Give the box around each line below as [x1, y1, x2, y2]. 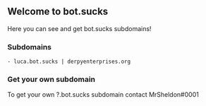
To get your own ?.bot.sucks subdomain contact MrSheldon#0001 [7, 90, 199, 99]
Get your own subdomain [7, 74, 96, 84]
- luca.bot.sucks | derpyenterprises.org [7, 58, 131, 66]
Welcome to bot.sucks [7, 6, 109, 18]
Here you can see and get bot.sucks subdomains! [7, 24, 152, 33]
